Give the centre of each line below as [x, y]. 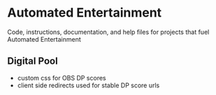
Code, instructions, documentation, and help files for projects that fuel [108, 32]
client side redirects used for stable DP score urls [88, 85]
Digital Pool [33, 61]
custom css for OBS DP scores [62, 78]
